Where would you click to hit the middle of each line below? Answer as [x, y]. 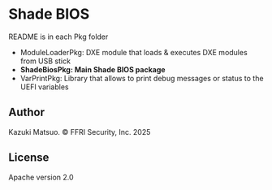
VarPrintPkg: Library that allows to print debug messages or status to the [142, 78]
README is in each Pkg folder [58, 37]
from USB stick [45, 61]
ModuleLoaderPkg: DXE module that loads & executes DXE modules [134, 52]
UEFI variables [44, 87]
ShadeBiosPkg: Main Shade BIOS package [93, 69]
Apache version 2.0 [41, 177]
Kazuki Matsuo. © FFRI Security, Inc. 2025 [80, 132]
